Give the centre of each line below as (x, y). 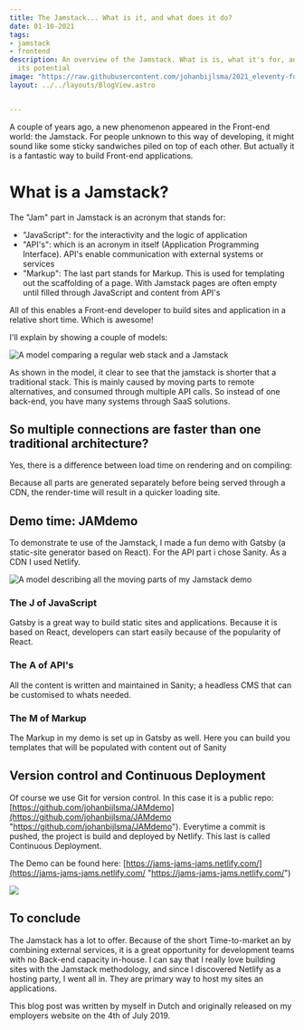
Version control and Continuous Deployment (138, 776)
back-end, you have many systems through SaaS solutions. (120, 401)
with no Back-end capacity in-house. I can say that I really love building (142, 959)
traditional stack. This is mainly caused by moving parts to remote (132, 382)
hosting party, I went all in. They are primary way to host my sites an (137, 978)
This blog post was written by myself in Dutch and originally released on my (151, 1006)
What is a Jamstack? (89, 192)
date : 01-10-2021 (42, 26)
